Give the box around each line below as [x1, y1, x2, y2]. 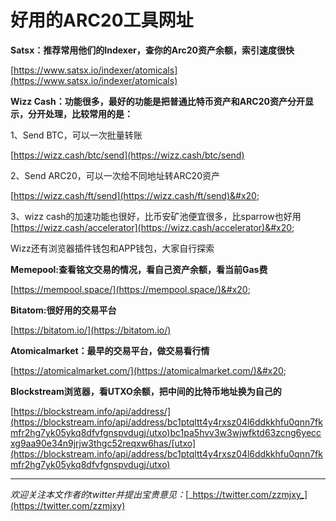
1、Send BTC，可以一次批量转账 [10, 129, 143, 141]
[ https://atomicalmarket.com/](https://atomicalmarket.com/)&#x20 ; [10, 364, 287, 376]
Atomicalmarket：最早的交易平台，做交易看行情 [10, 344, 210, 356]
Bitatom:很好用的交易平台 [10, 304, 117, 316]
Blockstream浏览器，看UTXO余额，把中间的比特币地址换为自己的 [10, 385, 282, 397]
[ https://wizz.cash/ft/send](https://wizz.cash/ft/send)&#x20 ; [10, 189, 260, 201]
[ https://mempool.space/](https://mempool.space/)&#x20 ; [10, 283, 251, 295]
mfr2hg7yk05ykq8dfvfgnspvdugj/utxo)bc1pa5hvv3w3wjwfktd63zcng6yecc [10, 426, 322, 438]
